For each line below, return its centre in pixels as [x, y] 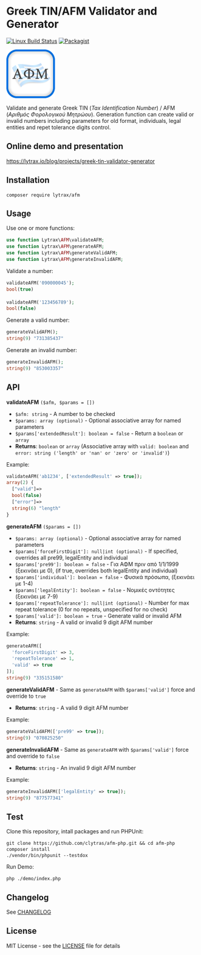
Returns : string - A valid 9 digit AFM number [72, 707]
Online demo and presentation [65, 146]
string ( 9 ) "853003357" [35, 368]
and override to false [33, 756]
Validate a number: [30, 271]
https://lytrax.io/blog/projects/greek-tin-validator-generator [81, 161]
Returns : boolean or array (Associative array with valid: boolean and [102, 446]
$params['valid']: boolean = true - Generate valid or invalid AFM [98, 616]
